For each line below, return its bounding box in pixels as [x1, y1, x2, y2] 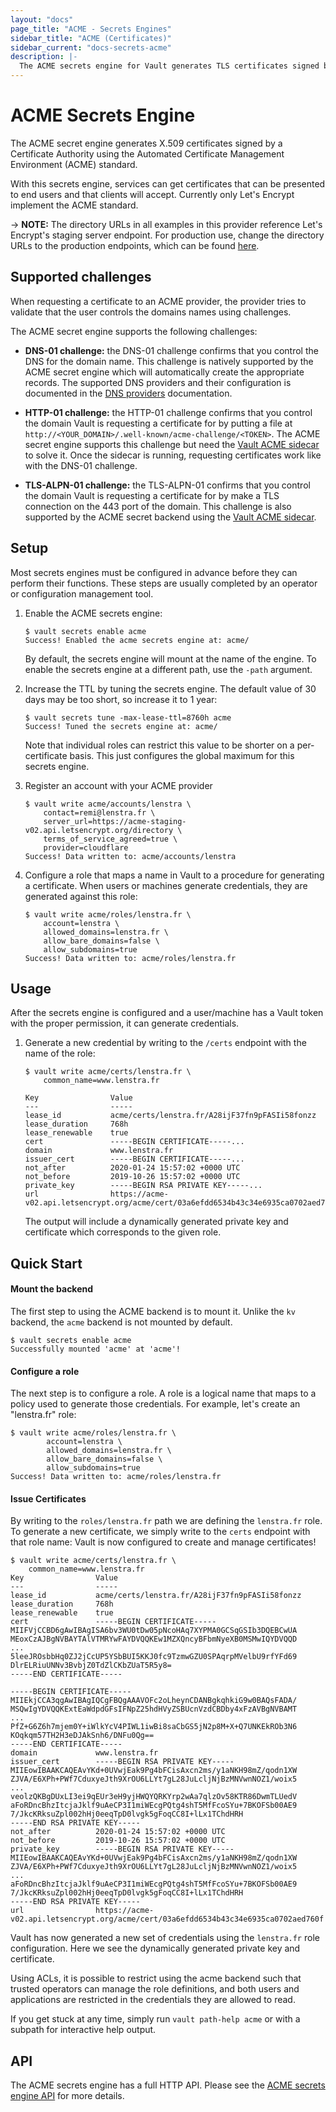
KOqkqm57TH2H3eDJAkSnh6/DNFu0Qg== [10, 1731, 155, 1741]
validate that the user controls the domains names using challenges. [10, 306, 292, 318]
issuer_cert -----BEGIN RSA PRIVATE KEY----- [10, 1757, 235, 1767]
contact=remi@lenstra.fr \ [43, 807, 156, 818]
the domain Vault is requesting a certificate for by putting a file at [24, 417, 293, 429]
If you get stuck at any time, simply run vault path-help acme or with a [10, 2013, 301, 2025]
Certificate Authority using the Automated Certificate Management [10, 147, 285, 160]
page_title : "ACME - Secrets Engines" [10, 24, 172, 34]
